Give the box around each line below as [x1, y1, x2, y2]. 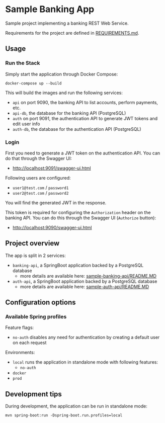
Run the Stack [5, 59, 40, 66]
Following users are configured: [5, 175, 71, 181]
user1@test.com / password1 [12, 185, 69, 191]
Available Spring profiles [5, 313, 67, 320]
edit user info [12, 121, 40, 127]
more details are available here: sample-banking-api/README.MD [20, 273, 157, 279]
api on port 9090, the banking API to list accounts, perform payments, [12, 99, 158, 105]
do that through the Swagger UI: [5, 155, 72, 161]
